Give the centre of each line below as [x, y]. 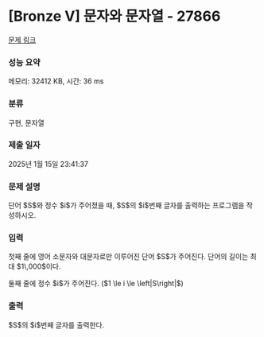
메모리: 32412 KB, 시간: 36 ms [56, 81]
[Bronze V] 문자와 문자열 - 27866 [115, 16]
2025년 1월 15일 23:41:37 [49, 164]
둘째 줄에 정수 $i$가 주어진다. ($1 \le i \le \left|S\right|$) [96, 284]
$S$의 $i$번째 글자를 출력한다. [56, 325]
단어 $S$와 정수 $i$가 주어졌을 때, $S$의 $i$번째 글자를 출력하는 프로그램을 [126, 205]
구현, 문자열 [27, 122]
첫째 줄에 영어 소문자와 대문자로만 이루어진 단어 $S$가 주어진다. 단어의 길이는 [128, 257]
